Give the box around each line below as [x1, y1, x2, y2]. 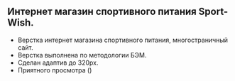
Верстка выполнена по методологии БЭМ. [17, 50, 147, 59]
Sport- [198, 6, 229, 18]
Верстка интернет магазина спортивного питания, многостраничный [17, 36, 229, 44]
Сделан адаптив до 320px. [17, 58, 99, 67]
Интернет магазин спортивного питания [7, 6, 197, 18]
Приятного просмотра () [17, 65, 92, 74]
